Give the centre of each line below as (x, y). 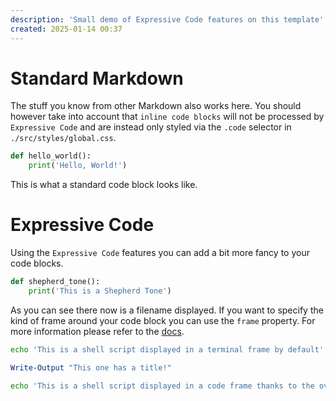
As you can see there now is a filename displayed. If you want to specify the (167, 310)
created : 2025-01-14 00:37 (66, 29)
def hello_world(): (51, 156)
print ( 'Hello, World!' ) (78, 166)
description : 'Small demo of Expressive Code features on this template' (167, 19)
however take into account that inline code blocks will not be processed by (167, 117)
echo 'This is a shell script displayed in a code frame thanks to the (162, 386)
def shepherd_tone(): (55, 282)
